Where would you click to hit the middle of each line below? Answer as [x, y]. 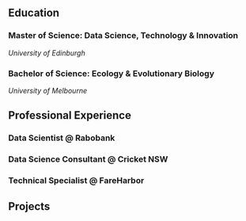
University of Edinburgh [47, 53]
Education [34, 13]
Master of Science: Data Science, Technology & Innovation [123, 36]
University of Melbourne [48, 90]
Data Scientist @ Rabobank [62, 138]
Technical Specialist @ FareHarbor [76, 181]
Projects [29, 206]
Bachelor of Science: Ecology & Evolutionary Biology [112, 73]
